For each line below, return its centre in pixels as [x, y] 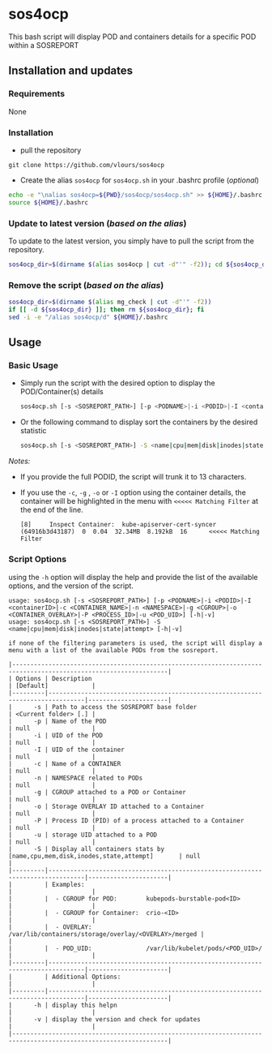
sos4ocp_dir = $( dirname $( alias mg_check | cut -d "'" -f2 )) [110, 302]
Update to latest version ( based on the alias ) [98, 223]
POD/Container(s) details [62, 392]
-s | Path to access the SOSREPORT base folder [115, 707]
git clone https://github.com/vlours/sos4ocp [86, 165]
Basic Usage [34, 366]
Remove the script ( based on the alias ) [86, 285]
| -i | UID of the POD [56, 735]
